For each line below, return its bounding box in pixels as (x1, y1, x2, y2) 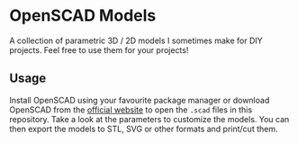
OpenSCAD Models (9, 5, 157, 26)
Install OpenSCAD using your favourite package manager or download (9, 94, 270, 105)
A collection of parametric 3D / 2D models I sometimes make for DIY (9, 35, 263, 46)
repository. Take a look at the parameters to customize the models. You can (9, 113, 290, 124)
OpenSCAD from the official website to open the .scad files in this (9, 104, 253, 115)
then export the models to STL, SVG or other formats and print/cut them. (9, 123, 278, 134)
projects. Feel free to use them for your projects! (9, 44, 189, 55)
